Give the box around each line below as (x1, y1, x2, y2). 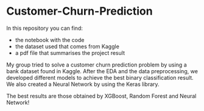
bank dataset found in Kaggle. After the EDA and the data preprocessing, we (6, 67, 198, 74)
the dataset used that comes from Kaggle (15, 43, 120, 50)
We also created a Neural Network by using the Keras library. (6, 81, 160, 88)
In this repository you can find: (6, 24, 83, 32)
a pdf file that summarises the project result (15, 49, 125, 56)
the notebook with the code (15, 36, 85, 43)
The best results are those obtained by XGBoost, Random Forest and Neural (6, 92, 197, 99)
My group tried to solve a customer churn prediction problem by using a (6, 61, 187, 68)
